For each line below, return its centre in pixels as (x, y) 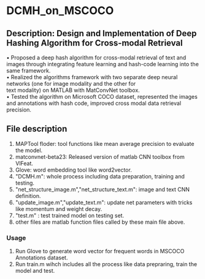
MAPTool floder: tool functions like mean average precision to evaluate (105, 143)
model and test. (35, 271)
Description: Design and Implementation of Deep (102, 33)
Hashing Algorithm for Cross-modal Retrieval (95, 43)
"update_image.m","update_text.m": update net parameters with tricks (104, 202)
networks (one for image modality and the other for (71, 84)
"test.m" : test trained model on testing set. (70, 215)
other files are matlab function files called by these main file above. (100, 222)
